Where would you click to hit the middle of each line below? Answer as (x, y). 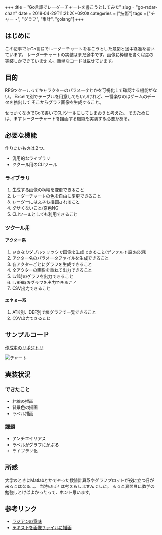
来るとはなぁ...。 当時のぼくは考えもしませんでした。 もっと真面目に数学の (80, 486)
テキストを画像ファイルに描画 (42, 528)
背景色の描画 (25, 407)
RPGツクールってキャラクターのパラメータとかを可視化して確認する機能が (79, 90)
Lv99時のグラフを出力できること (44, 282)
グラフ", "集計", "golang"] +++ (54, 19)
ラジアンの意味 (27, 521)
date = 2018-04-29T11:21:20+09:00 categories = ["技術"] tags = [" (85, 13)
